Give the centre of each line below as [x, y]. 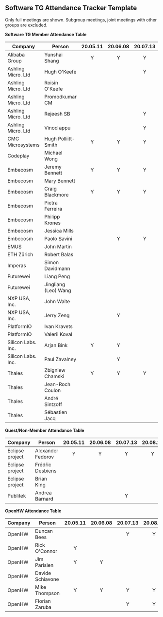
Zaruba [43, 607]
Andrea [43, 493]
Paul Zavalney [60, 359]
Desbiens [46, 471]
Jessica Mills [59, 231]
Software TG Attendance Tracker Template [71, 8]
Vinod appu [57, 128]
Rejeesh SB [57, 114]
